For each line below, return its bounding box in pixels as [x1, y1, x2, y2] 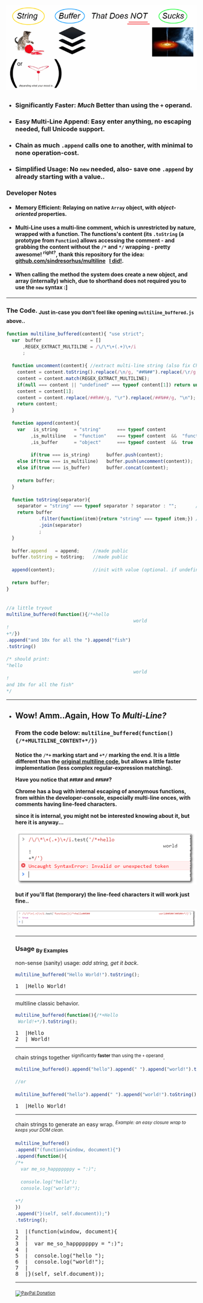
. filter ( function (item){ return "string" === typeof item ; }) [38, 516, 193, 522]
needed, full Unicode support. [14, 125, 105, 134]
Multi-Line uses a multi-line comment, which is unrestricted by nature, [14, 224, 196, 231]
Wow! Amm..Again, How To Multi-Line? [14, 711, 167, 721]
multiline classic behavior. [14, 1000, 80, 1007]
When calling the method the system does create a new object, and [14, 271, 188, 278]
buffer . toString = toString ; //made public [11, 554, 129, 560]
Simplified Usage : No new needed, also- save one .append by [14, 165, 193, 174]
